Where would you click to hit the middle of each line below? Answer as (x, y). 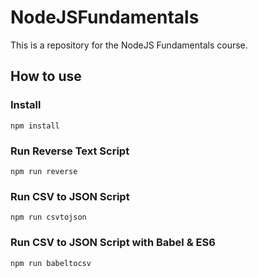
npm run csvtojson (48, 217)
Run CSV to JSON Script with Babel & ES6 (113, 243)
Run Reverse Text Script (70, 151)
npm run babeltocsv (51, 263)
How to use (46, 76)
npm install (35, 126)
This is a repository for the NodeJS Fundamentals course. (129, 45)
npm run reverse (44, 171)
